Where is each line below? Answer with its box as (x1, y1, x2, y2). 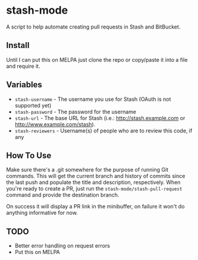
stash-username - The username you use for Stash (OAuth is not (14, 96, 171, 103)
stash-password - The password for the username (14, 108, 137, 115)
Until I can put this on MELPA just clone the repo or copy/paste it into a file (6, 56, 188, 63)
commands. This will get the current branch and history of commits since (6, 173, 186, 180)
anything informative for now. (6, 209, 78, 217)
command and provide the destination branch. (6, 191, 120, 199)
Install (6, 40, 30, 50)
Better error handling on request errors (14, 242, 110, 249)
